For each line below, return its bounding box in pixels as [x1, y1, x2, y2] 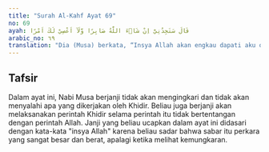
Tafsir [8, 71, 38, 85]
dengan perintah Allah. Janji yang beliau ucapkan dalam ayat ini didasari [8, 118, 247, 127]
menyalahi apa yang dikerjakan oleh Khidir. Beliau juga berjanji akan [8, 101, 232, 110]
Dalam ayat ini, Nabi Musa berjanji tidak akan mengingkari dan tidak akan [8, 92, 250, 102]
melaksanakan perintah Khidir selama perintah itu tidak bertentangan [8, 109, 236, 118]
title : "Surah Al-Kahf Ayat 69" [8, 11, 116, 20]
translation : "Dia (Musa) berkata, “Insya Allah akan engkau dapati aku [8, 42, 256, 50]
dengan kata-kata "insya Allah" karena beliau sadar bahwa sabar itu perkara [8, 126, 260, 136]
